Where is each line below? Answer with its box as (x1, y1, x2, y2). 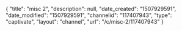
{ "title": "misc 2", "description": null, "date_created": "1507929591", (5, 5, 177, 12)
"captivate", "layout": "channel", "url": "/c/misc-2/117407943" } (5, 18, 164, 25)
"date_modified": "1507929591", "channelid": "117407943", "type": (5, 12, 172, 19)
